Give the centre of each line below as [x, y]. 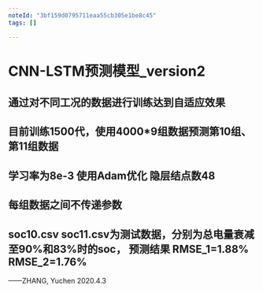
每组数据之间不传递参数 [65, 205]
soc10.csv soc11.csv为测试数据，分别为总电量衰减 [131, 234]
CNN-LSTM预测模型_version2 [107, 71]
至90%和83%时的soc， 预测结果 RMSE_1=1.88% [129, 249]
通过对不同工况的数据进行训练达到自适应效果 [117, 103]
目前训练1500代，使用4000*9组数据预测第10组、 [130, 132]
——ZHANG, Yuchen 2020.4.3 [57, 281]
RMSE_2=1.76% [48, 262]
